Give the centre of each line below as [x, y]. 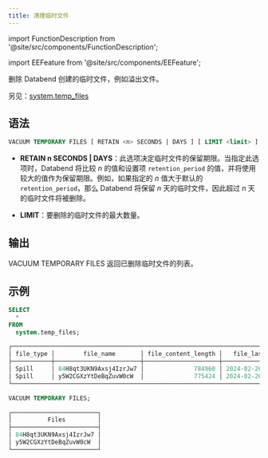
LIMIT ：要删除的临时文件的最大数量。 [82, 215]
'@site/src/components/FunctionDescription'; [83, 47]
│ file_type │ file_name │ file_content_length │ [116, 354]
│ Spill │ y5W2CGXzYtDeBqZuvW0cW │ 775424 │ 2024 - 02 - [132, 376]
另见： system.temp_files [49, 96]
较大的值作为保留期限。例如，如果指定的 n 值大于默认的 [111, 178]
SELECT [19, 310]
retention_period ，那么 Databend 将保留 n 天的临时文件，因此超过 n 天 [137, 188]
